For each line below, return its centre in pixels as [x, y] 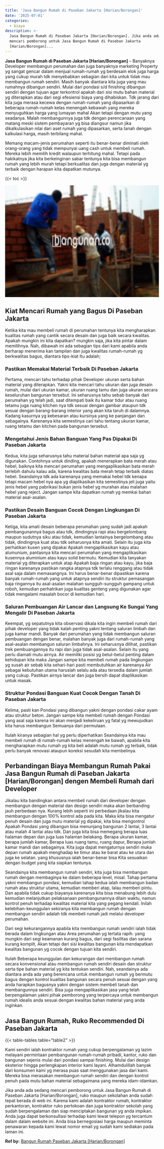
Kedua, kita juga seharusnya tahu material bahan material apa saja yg [75, 456]
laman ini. [15, 1132]
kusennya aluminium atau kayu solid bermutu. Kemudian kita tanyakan [76, 557]
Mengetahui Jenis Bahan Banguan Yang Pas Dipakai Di [71, 439]
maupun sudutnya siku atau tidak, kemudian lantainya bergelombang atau [79, 537]
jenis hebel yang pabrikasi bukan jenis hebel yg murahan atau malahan [76, 487]
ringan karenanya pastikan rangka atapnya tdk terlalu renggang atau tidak [79, 568]
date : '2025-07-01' [25, 15]
